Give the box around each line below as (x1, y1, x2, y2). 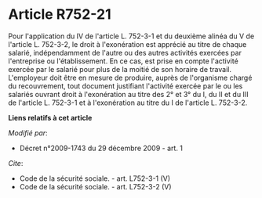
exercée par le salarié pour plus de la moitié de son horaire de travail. (8, 64, 231, 74)
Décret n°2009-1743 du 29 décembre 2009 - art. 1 (19, 143, 183, 153)
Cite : (8, 158, 24, 167)
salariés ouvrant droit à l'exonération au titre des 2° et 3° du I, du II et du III (8, 89, 249, 99)
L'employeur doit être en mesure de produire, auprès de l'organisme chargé (8, 73, 253, 82)
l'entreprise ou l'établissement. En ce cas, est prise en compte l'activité (8, 56, 239, 66)
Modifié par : (8, 128, 49, 138)
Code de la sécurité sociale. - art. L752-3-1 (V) (19, 174, 171, 183)
